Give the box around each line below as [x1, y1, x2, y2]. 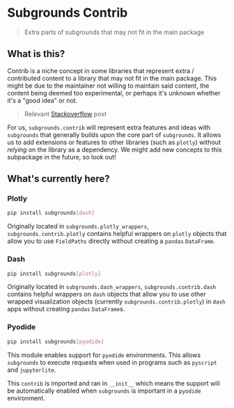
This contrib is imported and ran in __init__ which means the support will [7, 379, 221, 387]
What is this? [7, 48, 65, 60]
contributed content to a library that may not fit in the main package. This [7, 74, 217, 82]
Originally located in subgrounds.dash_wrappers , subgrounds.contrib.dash [7, 283, 217, 291]
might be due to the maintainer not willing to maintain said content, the [7, 81, 210, 90]
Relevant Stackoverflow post [24, 109, 107, 118]
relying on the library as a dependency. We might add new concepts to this [7, 145, 222, 154]
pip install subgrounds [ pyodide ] [7, 338, 104, 345]
